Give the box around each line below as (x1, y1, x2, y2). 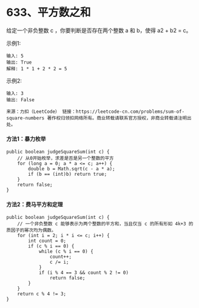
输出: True (6, 59, 32, 65)
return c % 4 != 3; (17, 291, 67, 297)
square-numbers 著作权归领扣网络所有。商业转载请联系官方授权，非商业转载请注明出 (6, 115, 192, 121)
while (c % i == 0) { (38, 249, 94, 255)
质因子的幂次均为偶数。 (6, 227, 56, 233)
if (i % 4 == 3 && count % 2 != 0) (38, 270, 129, 276)
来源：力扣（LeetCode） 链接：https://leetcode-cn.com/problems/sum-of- (6, 109, 185, 115)
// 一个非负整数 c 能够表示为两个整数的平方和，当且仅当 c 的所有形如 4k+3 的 (17, 221, 194, 227)
